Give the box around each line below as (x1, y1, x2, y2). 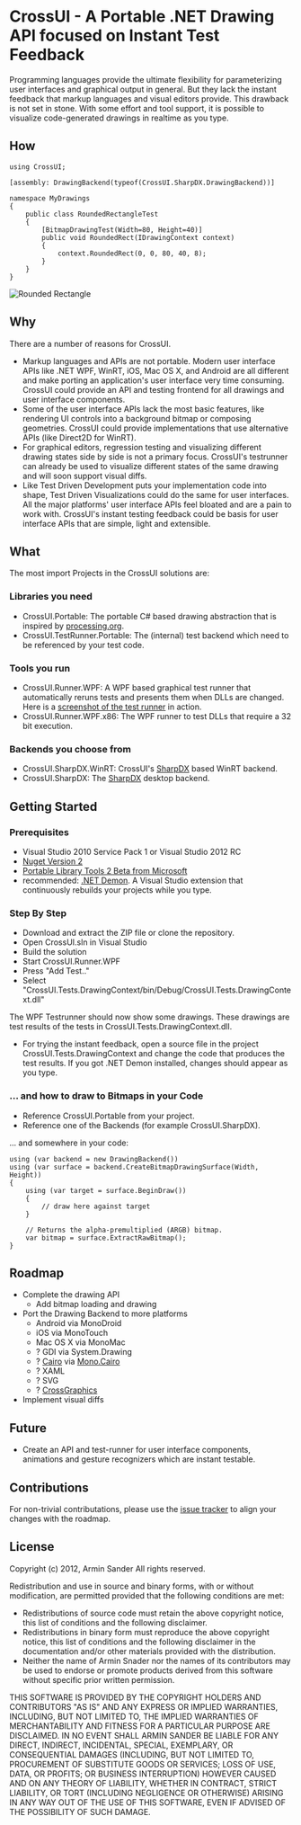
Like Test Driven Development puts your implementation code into (22, 479, 267, 491)
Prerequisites (9, 825, 69, 838)
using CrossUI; (9, 162, 66, 172)
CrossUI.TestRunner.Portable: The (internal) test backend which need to (22, 629, 289, 640)
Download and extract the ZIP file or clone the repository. (22, 928, 235, 939)
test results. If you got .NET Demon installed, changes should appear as (22, 1058, 288, 1069)
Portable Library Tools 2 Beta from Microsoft (22, 865, 188, 876)
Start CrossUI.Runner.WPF (22, 956, 121, 967)
